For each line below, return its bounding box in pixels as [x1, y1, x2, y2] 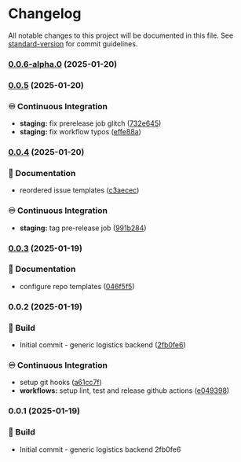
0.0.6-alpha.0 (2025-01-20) [8, 58, 118, 69]
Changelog [8, 5, 82, 23]
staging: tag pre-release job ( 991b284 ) [19, 223, 147, 233]
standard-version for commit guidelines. [8, 38, 138, 48]
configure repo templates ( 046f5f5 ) [19, 281, 135, 291]
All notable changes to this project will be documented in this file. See [8, 31, 234, 40]
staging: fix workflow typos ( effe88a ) [19, 127, 141, 137]
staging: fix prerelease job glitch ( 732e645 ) [19, 119, 162, 128]
